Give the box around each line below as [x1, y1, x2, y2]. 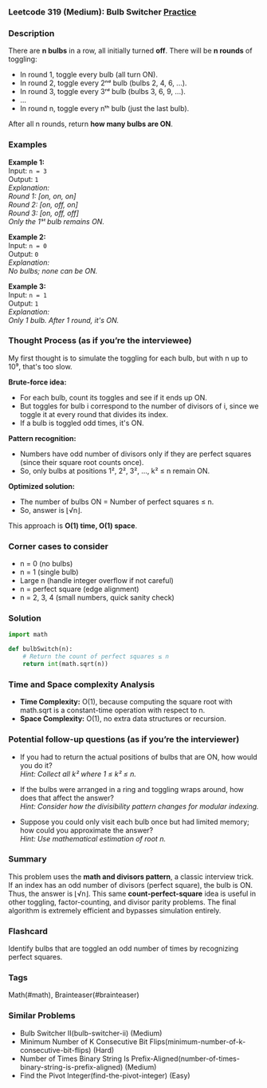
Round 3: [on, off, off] [8, 208, 80, 218]
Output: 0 [8, 249, 39, 258]
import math [8, 631, 48, 639]
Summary [8, 853, 48, 865]
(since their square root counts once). [19, 457, 144, 467]
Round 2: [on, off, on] [8, 199, 78, 209]
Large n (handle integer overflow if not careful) [19, 576, 174, 585]
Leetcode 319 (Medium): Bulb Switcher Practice [8, 6, 197, 18]
